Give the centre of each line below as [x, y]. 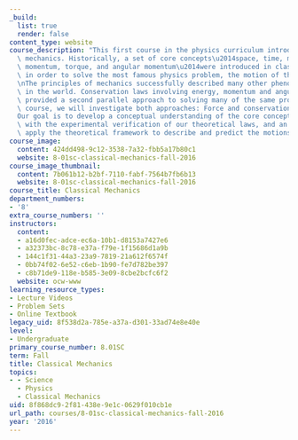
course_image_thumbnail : [55, 166]
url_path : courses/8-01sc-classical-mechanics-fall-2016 [117, 413]
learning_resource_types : [57, 289]
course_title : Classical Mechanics [75, 191]
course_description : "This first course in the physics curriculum [137, 51]
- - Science [31, 381]
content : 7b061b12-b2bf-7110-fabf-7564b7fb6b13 [107, 174]
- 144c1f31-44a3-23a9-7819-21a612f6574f [93, 257]
